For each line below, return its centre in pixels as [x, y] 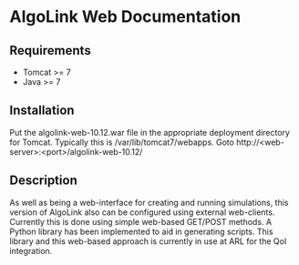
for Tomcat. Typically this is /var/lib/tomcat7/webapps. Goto [122, 142]
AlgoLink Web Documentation [125, 17]
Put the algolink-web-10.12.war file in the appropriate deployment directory [149, 132]
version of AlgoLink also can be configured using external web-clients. [142, 212]
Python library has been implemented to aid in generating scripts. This [141, 231]
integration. [31, 250]
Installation [42, 111]
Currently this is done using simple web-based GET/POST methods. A [140, 221]
